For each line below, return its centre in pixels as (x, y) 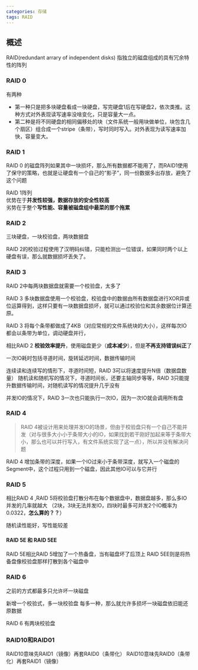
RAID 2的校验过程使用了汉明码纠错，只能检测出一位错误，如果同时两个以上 (97, 249)
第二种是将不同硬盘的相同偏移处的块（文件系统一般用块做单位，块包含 (100, 121)
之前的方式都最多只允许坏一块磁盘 (47, 590)
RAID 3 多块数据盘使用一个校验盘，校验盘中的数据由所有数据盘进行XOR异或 (98, 298)
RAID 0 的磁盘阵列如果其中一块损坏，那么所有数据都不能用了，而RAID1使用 (97, 165)
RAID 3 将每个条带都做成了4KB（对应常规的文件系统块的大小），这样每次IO (97, 325)
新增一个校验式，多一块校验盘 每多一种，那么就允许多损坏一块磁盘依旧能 (95, 603)
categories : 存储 (27, 11)
